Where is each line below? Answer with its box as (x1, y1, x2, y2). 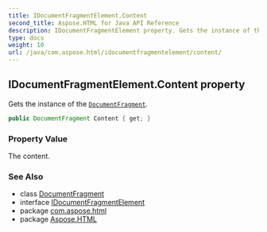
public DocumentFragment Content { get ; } (8, 114, 151, 122)
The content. (8, 151, 50, 160)
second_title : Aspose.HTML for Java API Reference (8, 19, 180, 27)
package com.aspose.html (19, 206, 107, 215)
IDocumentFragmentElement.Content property (8, 78, 246, 91)
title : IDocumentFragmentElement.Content (8, 11, 148, 20)
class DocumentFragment (19, 189, 105, 199)
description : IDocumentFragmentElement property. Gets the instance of (8, 26, 250, 34)
